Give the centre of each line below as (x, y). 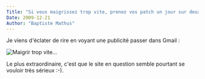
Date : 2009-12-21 (28, 18)
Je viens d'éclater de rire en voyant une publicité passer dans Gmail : (93, 41)
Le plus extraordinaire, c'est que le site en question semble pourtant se (95, 64)
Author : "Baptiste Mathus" (41, 23)
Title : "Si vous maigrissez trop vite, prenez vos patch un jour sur (97, 12)
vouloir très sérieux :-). (35, 70)
